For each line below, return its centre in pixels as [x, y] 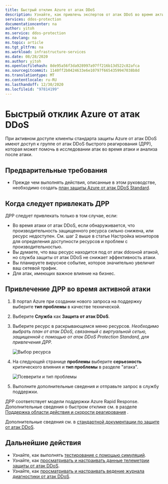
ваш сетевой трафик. [35, 268]
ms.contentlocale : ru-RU [31, 80]
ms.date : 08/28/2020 [27, 56]
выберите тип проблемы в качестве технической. [66, 306]
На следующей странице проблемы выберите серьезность [77, 361]
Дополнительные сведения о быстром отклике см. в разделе [71, 407]
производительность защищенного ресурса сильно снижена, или [83, 231]
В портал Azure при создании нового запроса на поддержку [77, 301]
